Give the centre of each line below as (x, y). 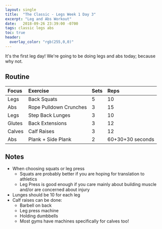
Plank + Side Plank (50, 139)
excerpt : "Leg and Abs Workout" (38, 19)
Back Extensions (48, 123)
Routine (17, 77)
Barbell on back (36, 205)
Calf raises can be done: (37, 200)
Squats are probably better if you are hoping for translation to (82, 174)
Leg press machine (39, 211)
